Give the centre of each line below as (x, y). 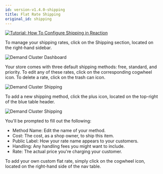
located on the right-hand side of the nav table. (53, 167)
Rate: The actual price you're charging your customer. (67, 152)
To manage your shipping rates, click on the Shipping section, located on (79, 43)
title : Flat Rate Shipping (33, 14)
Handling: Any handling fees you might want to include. (68, 146)
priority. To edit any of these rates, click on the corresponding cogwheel (79, 72)
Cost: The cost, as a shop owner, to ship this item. (63, 136)
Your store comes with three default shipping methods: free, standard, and (81, 67)
